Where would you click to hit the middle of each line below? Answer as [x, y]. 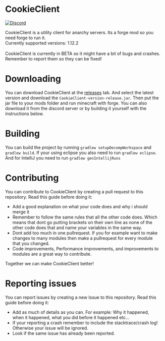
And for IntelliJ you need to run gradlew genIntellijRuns [63, 158]
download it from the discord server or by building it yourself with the [76, 108]
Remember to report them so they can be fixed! [54, 58]
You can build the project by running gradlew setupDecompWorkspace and [78, 147]
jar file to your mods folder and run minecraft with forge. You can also [76, 103]
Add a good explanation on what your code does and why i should [80, 206]
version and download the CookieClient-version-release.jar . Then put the [82, 98]
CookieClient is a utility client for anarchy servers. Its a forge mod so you [79, 32]
